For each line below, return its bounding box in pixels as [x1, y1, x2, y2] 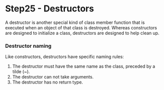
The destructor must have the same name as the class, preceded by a [12, 63, 155, 70]
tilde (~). [12, 69, 30, 75]
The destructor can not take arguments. [12, 74, 94, 80]
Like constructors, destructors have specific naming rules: [5, 54, 124, 60]
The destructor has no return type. [12, 79, 83, 85]
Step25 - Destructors [5, 3, 94, 14]
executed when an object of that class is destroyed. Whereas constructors [5, 24, 157, 30]
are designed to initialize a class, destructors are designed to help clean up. [5, 30, 160, 36]
